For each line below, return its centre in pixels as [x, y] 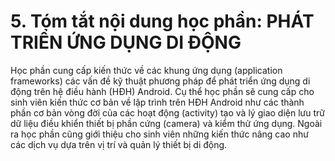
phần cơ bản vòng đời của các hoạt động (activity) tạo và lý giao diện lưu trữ [167, 112]
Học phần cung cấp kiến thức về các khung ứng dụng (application [146, 70]
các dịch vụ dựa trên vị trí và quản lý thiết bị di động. [119, 144]
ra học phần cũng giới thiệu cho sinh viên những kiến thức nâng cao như [159, 134]
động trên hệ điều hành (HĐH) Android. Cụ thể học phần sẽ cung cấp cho [162, 91]
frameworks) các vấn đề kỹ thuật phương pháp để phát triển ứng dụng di [160, 81]
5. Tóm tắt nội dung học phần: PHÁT [162, 21]
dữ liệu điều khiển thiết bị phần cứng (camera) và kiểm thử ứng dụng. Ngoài [166, 123]
